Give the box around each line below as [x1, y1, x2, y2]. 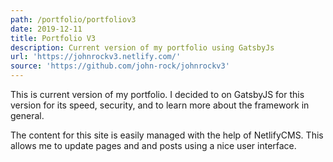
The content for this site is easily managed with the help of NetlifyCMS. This [10, 129, 324, 141]
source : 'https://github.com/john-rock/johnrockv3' [10, 61, 230, 71]
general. [10, 110, 45, 121]
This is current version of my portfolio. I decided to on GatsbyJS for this [10, 89, 305, 100]
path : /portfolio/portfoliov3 [10, 14, 137, 25]
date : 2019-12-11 [10, 24, 83, 34]
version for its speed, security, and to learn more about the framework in [10, 99, 310, 111]
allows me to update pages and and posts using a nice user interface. [10, 140, 297, 151]
